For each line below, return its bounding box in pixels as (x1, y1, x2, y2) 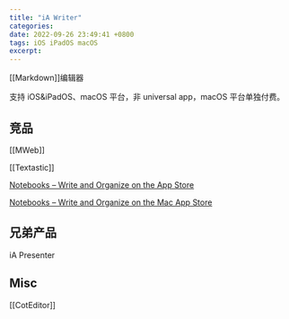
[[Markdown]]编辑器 (9, 73, 84, 84)
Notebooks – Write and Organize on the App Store (9, 179, 195, 190)
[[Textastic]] (9, 162, 55, 173)
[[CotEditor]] (9, 299, 57, 310)
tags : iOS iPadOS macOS (9, 38, 99, 48)
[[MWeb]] (9, 145, 45, 155)
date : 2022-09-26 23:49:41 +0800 (9, 30, 135, 39)
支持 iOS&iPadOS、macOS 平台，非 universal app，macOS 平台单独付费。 (9, 92, 285, 102)
